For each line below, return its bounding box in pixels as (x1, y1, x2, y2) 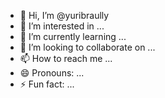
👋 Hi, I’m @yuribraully (19, 10, 110, 21)
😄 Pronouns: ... (19, 67, 85, 79)
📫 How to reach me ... (19, 53, 113, 64)
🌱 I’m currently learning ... (19, 31, 127, 42)
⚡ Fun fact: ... (19, 78, 75, 90)
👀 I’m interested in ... (19, 20, 105, 32)
